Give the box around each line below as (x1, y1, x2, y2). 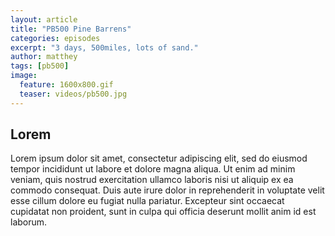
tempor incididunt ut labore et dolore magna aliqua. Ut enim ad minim (10, 163, 296, 175)
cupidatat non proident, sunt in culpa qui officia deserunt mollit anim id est (10, 206, 317, 218)
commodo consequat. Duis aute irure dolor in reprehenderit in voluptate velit (10, 184, 325, 196)
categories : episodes (10, 33, 101, 43)
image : (10, 71, 38, 81)
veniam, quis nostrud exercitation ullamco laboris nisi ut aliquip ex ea (10, 174, 294, 186)
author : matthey (10, 52, 78, 62)
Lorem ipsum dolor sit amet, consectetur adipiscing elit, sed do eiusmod (10, 152, 308, 165)
